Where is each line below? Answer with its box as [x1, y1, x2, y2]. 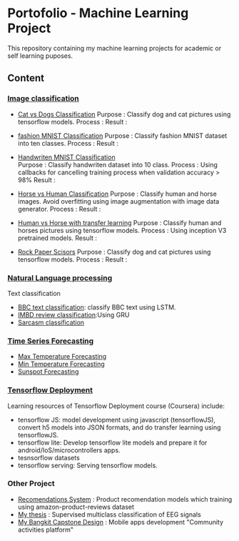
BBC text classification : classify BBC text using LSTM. [17, 302, 176, 312]
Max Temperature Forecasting [17, 352, 107, 361]
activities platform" [17, 525, 73, 534]
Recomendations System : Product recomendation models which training [17, 495, 233, 503]
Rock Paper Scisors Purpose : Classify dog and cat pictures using [17, 247, 211, 256]
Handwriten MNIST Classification [17, 152, 116, 162]
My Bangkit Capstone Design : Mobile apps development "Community [17, 517, 223, 526]
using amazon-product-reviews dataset [17, 502, 134, 511]
